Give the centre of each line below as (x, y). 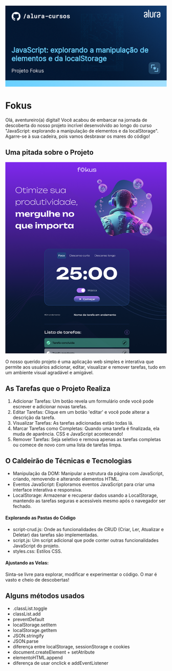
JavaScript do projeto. (36, 546)
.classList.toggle (30, 608)
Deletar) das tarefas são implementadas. (56, 535)
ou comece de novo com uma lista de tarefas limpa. (67, 445)
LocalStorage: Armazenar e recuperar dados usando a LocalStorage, (85, 495)
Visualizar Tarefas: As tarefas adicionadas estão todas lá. (73, 423)
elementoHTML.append (38, 657)
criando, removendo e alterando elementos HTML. (66, 479)
